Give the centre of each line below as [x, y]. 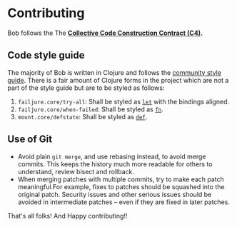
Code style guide [46, 55]
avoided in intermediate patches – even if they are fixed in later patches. [123, 202]
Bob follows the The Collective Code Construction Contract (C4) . [105, 33]
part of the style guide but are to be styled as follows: [86, 88]
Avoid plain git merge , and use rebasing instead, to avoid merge [112, 156]
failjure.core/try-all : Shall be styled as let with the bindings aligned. [123, 101]
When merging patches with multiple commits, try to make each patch [121, 179]
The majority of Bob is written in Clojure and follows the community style [114, 72]
